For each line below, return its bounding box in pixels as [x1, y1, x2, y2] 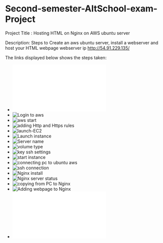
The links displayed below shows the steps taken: [5, 54, 107, 60]
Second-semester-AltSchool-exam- [5, 3, 158, 14]
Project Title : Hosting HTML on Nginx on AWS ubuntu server [5, 30, 130, 36]
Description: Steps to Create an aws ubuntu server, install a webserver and [5, 39, 159, 45]
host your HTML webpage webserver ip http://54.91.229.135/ [5, 45, 130, 51]
